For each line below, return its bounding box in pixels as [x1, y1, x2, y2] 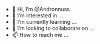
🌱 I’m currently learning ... [12, 18, 77, 25]
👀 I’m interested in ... [12, 12, 64, 19]
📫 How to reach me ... [12, 32, 68, 38]
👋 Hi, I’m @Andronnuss [12, 6, 70, 12]
